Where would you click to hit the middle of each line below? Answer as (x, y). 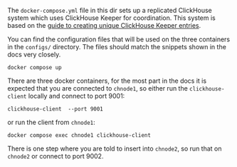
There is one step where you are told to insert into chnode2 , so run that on (115, 148)
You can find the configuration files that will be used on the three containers (119, 39)
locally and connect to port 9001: (77, 96)
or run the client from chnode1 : (52, 122)
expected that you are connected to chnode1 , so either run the (98, 88)
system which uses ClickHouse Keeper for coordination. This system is (111, 18)
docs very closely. (34, 54)
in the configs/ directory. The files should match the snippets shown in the (117, 47)
